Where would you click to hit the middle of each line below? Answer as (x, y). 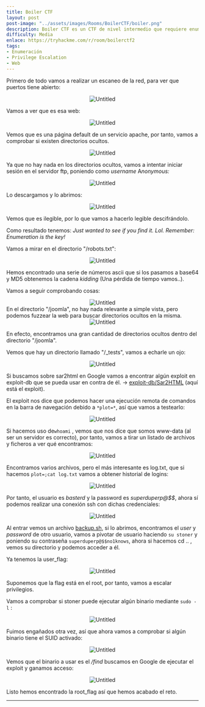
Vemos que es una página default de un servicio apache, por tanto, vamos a (102, 134)
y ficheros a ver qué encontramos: (50, 444)
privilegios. (20, 589)
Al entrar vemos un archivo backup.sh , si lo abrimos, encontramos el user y (101, 528)
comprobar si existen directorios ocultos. (58, 141)
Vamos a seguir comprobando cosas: (53, 290)
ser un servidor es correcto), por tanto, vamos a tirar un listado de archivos (101, 437)
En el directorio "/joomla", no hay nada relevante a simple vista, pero (92, 309)
